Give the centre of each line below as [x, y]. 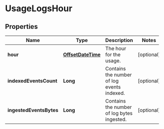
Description [119, 40]
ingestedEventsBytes [33, 110]
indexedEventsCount [32, 81]
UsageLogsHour [39, 9]
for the [113, 54]
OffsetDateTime [82, 54]
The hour [116, 48]
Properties [21, 27]
